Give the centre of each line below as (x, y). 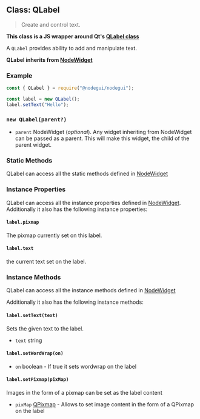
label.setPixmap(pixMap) (38, 380)
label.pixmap (23, 223)
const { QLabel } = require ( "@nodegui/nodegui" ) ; (70, 88)
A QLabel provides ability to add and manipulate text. (72, 48)
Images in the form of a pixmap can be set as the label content (84, 392)
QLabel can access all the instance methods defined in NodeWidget (91, 290)
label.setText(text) (32, 315)
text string (28, 340)
